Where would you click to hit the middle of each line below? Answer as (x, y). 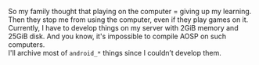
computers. (27, 45)
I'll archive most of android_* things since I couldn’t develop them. (115, 53)
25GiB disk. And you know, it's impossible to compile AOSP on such (117, 36)
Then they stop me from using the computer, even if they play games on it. (128, 20)
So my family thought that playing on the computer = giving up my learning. (130, 11)
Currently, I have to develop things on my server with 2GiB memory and (123, 28)
